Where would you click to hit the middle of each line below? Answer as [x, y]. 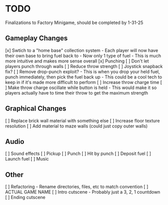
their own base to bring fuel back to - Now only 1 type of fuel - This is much [83, 55]
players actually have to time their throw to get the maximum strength [77, 92]
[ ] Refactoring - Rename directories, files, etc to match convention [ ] [77, 187]
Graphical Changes [36, 109]
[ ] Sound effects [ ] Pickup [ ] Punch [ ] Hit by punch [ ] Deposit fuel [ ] [78, 153]
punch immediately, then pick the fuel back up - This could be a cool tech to [84, 77]
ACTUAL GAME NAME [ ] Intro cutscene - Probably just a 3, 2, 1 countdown [83, 192]
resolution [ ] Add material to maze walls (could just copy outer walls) [76, 126]
